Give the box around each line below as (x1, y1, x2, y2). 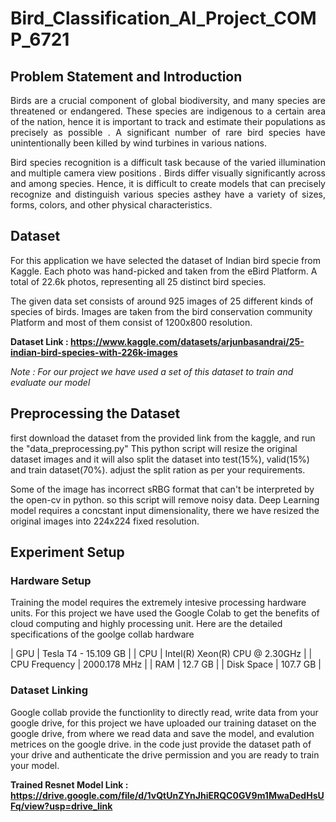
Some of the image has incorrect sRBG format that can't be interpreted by (10, 483, 315, 495)
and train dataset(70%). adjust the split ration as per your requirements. (10, 463, 306, 476)
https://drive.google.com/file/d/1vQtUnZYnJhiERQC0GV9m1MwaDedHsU (10, 789, 325, 801)
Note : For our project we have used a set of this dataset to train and (10, 365, 294, 377)
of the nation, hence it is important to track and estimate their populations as (10, 116, 326, 127)
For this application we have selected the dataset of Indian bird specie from (10, 254, 321, 266)
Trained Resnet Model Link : (10, 778, 129, 791)
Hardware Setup (10, 573, 92, 587)
